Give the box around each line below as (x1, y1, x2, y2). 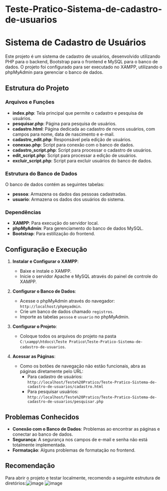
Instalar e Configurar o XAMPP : (12, 258, 79, 265)
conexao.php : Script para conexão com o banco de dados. (12, 142, 135, 148)
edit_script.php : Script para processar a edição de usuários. (12, 152, 138, 158)
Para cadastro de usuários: (27, 374, 83, 380)
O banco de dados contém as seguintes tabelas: (5, 181, 105, 187)
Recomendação (5, 462, 55, 470)
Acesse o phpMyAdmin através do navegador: (19, 298, 115, 304)
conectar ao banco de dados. (12, 431, 73, 437)
